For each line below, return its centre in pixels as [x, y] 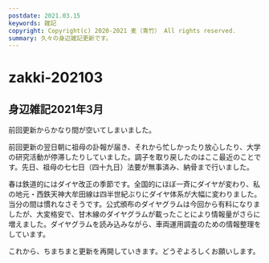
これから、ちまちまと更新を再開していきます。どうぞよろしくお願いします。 [134, 251]
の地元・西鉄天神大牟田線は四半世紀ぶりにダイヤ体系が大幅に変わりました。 [135, 194]
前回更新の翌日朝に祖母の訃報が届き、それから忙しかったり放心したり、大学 [134, 147]
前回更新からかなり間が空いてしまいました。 [82, 130]
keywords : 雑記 [33, 23]
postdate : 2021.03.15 [45, 16]
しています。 [29, 234]
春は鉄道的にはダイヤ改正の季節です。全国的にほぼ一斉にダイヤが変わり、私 [134, 184]
